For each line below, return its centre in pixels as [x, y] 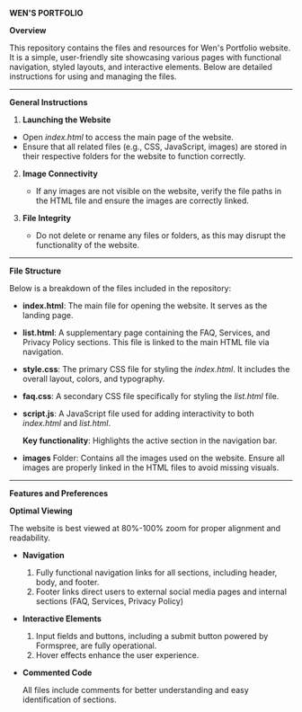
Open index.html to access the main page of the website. [128, 137]
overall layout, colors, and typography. [93, 378]
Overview [28, 30]
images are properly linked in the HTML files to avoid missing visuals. [151, 467]
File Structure [35, 271]
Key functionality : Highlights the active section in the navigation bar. [150, 441]
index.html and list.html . [66, 423]
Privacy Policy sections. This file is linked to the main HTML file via [146, 342]
